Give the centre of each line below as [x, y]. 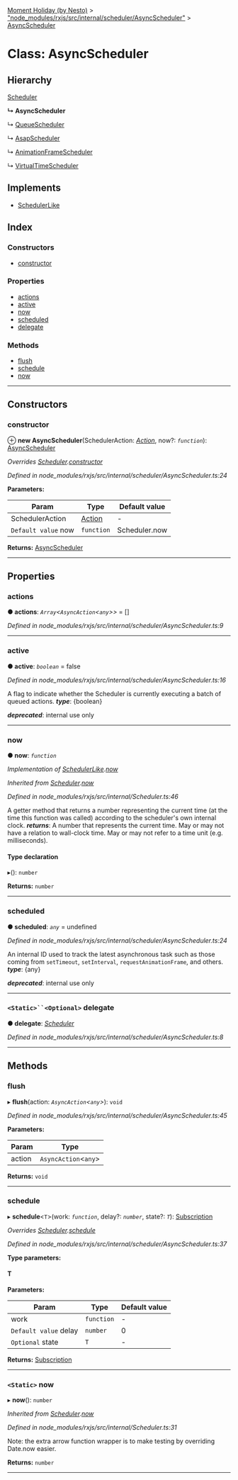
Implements [34, 188]
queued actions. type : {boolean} [55, 701]
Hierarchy [30, 80]
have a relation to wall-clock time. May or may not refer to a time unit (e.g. [115, 833]
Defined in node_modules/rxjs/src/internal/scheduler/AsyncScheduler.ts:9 [115, 626]
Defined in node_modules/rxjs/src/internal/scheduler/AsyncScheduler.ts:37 [117, 1244]
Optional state [35, 1342]
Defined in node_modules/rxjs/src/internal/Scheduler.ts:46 [93, 797]
